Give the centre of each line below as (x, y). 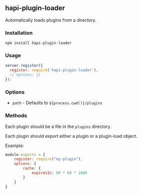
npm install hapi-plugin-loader (38, 43)
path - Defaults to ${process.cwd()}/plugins (57, 103)
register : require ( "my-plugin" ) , (48, 159)
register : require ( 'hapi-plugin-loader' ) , (54, 70)
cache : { (32, 168)
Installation (19, 33)
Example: (15, 146)
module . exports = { (25, 155)
